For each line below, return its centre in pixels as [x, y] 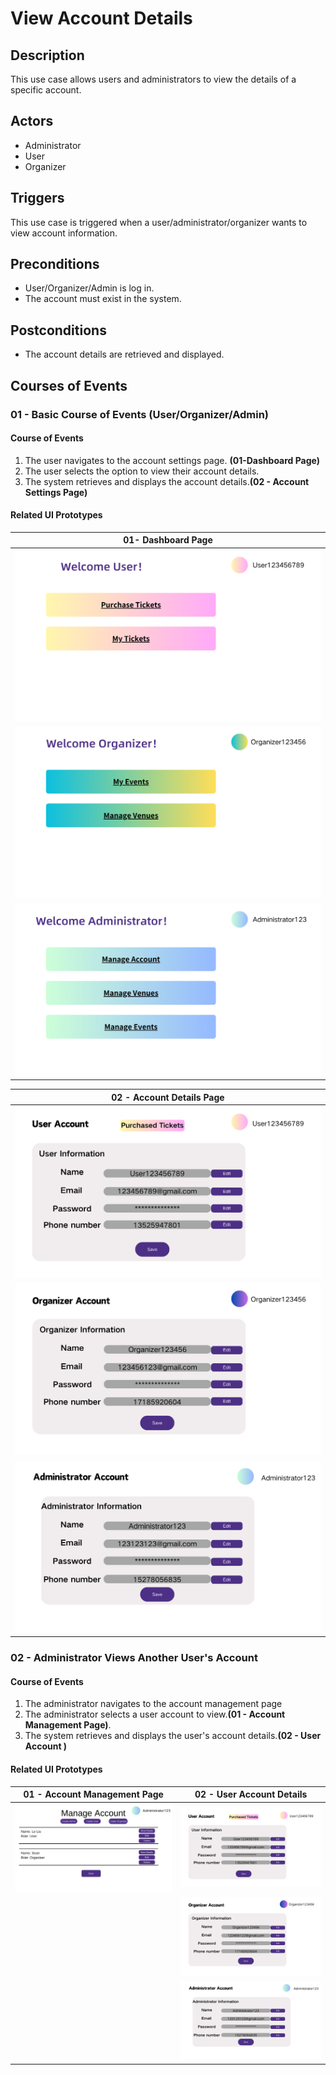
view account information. [64, 233]
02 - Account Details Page [168, 1097]
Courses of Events [69, 385]
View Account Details [101, 18]
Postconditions [58, 330]
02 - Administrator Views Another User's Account [134, 1658]
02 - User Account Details [251, 1794]
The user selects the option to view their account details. [142, 471]
